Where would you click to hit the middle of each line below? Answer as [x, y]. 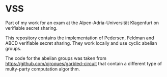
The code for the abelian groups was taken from [56, 58]
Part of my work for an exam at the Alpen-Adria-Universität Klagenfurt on [82, 23]
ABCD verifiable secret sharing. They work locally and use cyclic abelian [81, 43]
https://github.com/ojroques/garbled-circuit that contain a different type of [83, 63]
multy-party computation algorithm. [43, 69]
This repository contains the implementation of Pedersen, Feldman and [80, 38]
